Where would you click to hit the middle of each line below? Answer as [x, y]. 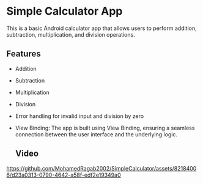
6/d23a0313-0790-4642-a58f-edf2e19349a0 [64, 175]
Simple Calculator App [65, 11]
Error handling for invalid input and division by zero [79, 116]
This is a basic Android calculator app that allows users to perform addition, [102, 28]
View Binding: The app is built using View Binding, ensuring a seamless [105, 128]
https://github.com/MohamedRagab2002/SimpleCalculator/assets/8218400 [102, 168]
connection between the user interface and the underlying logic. [96, 134]
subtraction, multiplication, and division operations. [71, 34]
